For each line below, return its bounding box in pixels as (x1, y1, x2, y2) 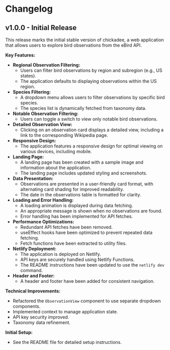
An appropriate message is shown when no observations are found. (20, 208, 163, 214)
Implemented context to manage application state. (12, 309, 118, 314)
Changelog (5, 3, 53, 15)
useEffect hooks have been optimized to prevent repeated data (20, 229, 153, 236)
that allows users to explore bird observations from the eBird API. (5, 42, 142, 48)
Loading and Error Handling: (12, 197, 74, 203)
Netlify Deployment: (12, 246, 57, 252)
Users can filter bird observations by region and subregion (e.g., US (20, 67, 163, 73)
